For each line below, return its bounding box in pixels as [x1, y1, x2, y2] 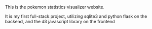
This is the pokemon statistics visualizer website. [5, 4, 105, 10]
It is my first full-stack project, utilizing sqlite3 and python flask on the [5, 14, 147, 19]
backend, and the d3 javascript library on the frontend [5, 19, 115, 24]
